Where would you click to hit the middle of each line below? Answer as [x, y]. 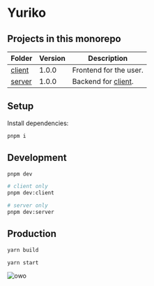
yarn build [23, 250]
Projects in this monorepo [64, 39]
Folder [22, 58]
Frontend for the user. [108, 70]
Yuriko [27, 13]
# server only [28, 206]
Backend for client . [103, 81]
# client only [28, 187]
